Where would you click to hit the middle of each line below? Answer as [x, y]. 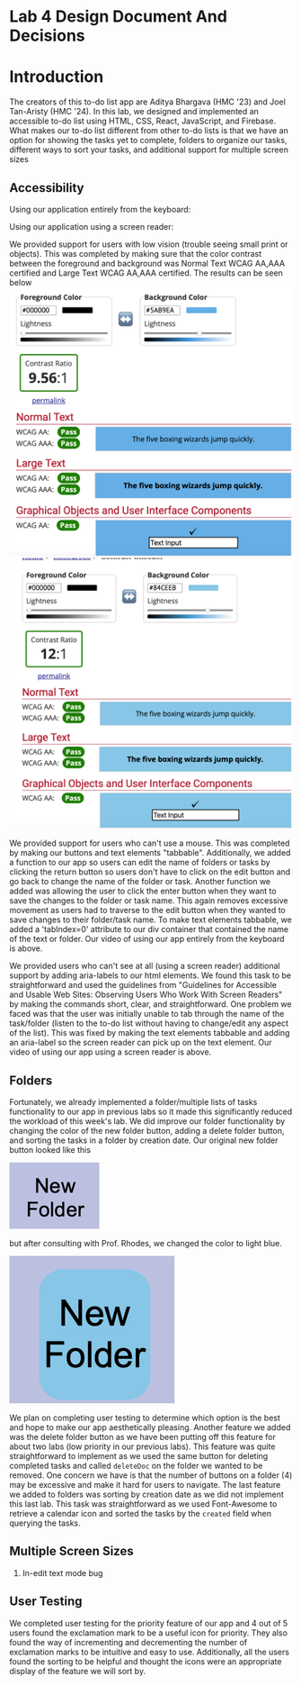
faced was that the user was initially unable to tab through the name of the [147, 1014]
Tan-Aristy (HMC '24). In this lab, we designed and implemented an [134, 112]
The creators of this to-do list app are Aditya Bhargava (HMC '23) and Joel [147, 102]
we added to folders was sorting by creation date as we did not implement [147, 1495]
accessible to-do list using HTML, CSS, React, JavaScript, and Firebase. [143, 121]
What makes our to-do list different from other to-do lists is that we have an [149, 131]
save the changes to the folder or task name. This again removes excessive [149, 901]
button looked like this [50, 1150]
